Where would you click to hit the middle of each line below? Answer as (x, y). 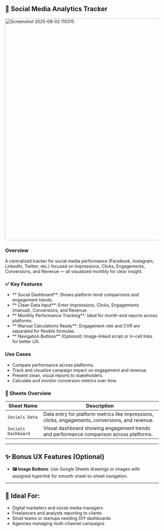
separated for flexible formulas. (44, 331)
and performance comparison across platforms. (98, 434)
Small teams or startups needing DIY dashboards (61, 518)
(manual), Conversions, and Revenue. (50, 310)
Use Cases (18, 354)
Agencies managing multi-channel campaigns (58, 523)
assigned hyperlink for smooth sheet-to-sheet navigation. (70, 476)
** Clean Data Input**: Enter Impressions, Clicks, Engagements (75, 305)
